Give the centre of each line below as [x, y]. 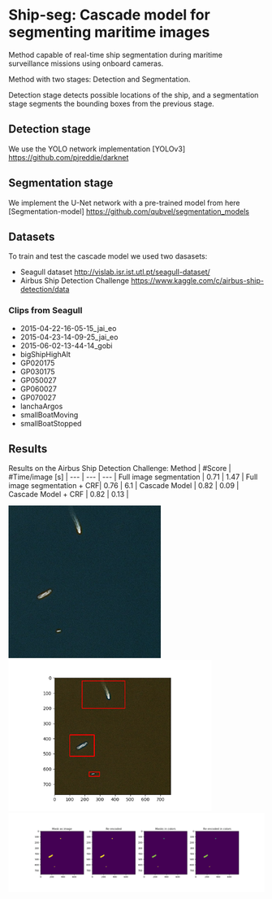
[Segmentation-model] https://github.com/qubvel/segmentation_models [129, 211]
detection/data [45, 290]
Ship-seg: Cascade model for [110, 15]
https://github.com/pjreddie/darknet [69, 157]
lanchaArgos [41, 406]
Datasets [32, 236]
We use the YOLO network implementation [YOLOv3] [97, 149]
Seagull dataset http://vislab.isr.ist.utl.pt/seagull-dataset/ [115, 272]
